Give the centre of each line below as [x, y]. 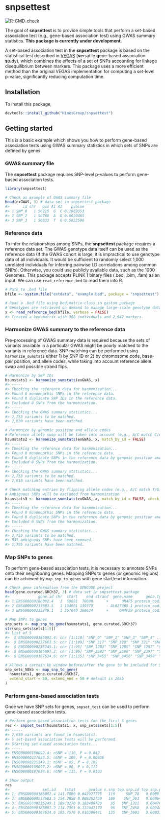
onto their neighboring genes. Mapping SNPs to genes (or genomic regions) [82, 573]
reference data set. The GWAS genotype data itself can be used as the [77, 249]
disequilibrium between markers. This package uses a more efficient [74, 66]
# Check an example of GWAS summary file [48, 197]
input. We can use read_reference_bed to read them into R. [64, 281]
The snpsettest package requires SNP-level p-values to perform [70, 174]
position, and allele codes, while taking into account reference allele [82, 361]
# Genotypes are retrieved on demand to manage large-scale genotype [78, 307]
